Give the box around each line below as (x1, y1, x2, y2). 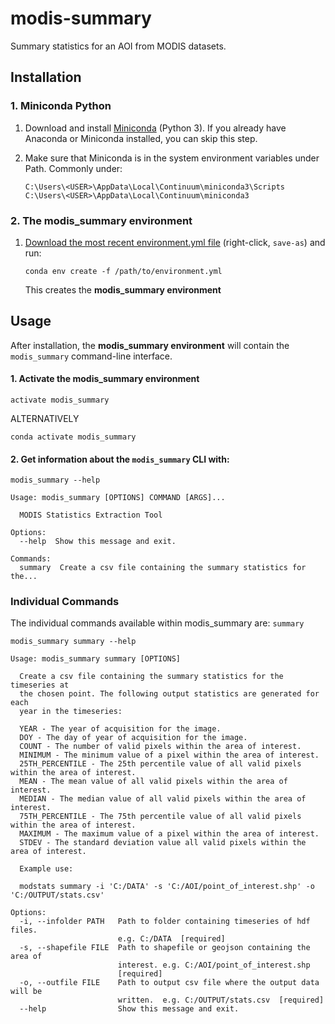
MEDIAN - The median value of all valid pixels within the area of (19, 794, 307, 804)
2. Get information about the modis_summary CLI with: (10, 453, 230, 465)
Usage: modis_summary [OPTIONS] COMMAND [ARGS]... (10, 493, 226, 503)
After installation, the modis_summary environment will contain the (10, 339, 290, 351)
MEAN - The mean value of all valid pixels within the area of (19, 777, 288, 787)
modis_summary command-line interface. (10, 350, 173, 362)
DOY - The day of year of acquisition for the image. (19, 733, 248, 743)
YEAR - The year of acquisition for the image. (19, 724, 222, 734)
